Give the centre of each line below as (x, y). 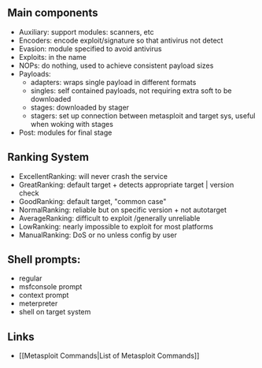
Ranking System (48, 157)
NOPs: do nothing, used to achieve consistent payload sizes (116, 65)
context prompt (44, 296)
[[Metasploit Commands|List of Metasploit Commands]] (109, 356)
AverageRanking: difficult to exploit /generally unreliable (109, 218)
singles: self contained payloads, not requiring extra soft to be (131, 91)
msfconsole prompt (50, 287)
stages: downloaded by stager (80, 107)
